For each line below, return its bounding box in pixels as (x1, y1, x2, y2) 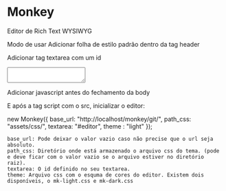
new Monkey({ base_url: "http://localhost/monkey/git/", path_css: (7, 115, 192, 123)
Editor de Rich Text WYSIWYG (7, 27, 93, 35)
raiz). (7, 159, 26, 166)
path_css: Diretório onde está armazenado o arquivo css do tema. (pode (7, 147, 220, 155)
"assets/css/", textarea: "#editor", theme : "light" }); (7, 122, 153, 131)
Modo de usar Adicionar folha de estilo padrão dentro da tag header (7, 40, 201, 48)
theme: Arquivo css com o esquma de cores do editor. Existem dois (7, 171, 205, 179)
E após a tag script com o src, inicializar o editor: (7, 101, 146, 110)
